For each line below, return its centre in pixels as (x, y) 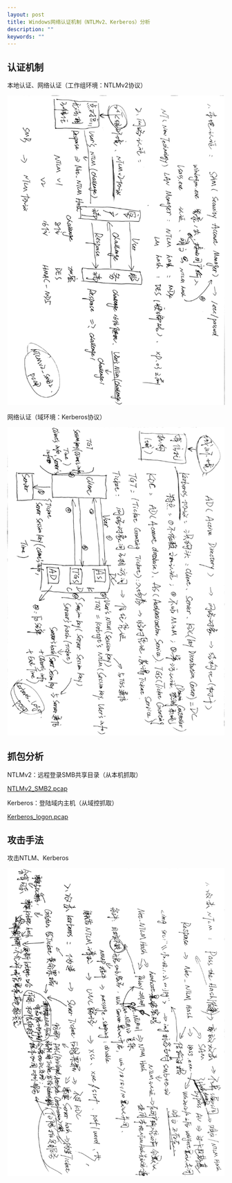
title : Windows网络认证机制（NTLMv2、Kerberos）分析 (79, 22)
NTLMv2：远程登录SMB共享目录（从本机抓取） (75, 774)
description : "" (30, 29)
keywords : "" (26, 37)
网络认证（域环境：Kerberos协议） (57, 417)
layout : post (26, 15)
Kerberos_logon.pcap (38, 816)
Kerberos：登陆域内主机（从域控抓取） (63, 803)
